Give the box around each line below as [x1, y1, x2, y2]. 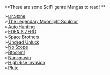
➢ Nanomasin [4, 55, 31, 60]
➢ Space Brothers [4, 34, 39, 40]
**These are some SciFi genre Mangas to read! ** [4, 4, 106, 10]
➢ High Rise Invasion [4, 60, 46, 65]
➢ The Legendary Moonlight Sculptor [4, 19, 78, 24]
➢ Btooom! [4, 49, 25, 55]
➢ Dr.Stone [4, 14, 26, 19]
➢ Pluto [4, 65, 19, 71]
